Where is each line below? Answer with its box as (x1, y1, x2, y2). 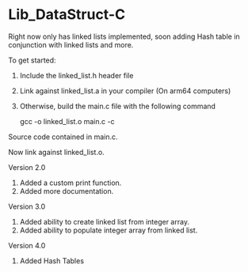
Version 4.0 (8, 240, 46, 250)
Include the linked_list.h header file (19, 70, 134, 80)
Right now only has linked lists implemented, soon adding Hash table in (8, 32, 240, 41)
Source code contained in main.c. (8, 132, 118, 142)
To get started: (8, 55, 57, 65)
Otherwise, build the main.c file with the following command (19, 101, 216, 111)
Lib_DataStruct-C (8, 6, 125, 24)
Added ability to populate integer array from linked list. (19, 225, 198, 235)
